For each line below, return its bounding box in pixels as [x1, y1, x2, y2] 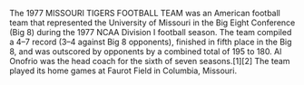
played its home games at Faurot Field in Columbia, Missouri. [9, 65, 238, 76]
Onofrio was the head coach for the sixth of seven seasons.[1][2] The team [9, 56, 290, 66]
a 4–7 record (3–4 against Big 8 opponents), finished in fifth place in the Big [9, 36, 292, 47]
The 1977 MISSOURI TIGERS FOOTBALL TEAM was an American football [9, 8, 281, 18]
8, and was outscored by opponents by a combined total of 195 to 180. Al [9, 46, 282, 57]
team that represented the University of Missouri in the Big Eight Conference [9, 17, 296, 28]
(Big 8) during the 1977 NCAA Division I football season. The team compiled [9, 27, 292, 37]
